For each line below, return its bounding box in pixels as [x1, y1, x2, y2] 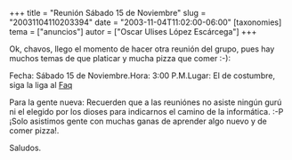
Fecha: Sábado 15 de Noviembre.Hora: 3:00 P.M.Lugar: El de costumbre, [9, 70, 276, 81]
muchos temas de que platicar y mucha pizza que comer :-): [9, 53, 231, 63]
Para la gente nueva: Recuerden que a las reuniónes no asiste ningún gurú [9, 97, 282, 108]
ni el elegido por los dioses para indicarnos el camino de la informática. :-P [9, 107, 284, 116]
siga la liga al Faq [9, 80, 73, 90]
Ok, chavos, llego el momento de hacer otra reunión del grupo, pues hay [9, 44, 275, 54]
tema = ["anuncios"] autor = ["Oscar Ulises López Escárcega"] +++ [9, 27, 257, 36]
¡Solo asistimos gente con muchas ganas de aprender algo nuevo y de [9, 116, 267, 126]
